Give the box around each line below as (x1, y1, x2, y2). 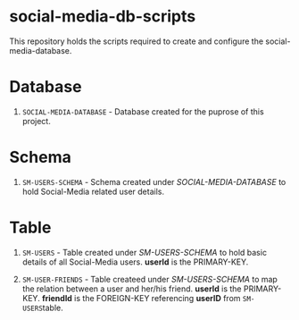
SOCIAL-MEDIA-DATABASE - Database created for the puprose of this (21, 105, 265, 117)
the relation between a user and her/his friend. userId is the (21, 283, 243, 294)
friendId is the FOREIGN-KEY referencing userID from (41, 292, 241, 303)
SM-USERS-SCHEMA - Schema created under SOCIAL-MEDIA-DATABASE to (21, 176, 287, 187)
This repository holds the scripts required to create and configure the (9, 36, 264, 46)
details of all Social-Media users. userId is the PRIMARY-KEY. (21, 257, 249, 267)
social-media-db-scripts (9, 6, 196, 27)
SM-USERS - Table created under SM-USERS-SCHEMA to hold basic (21, 247, 268, 257)
